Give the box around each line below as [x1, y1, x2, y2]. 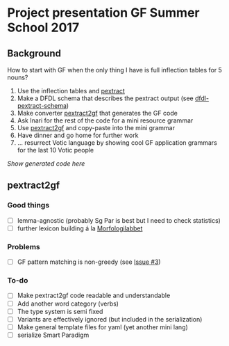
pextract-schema [17, 102, 67, 109]
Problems [7, 242, 40, 251]
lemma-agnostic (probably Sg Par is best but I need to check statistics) [17, 216, 221, 224]
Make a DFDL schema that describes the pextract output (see [17, 94, 194, 102]
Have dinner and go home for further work [17, 131, 139, 139]
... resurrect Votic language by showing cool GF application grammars [17, 139, 217, 147]
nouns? [7, 73, 28, 81]
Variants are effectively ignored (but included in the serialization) [17, 315, 203, 323]
